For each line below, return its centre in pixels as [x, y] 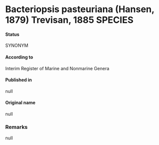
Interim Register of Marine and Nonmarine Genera [57, 68]
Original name [20, 103]
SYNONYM [17, 45]
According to [19, 57]
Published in [18, 80]
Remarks [16, 127]
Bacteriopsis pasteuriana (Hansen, [80, 9]
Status [12, 34]
